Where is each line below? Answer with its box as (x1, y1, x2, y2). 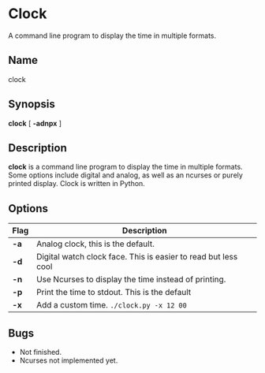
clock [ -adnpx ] (8, 118, 62, 128)
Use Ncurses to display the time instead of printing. (36, 274, 226, 285)
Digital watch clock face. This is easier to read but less (36, 252, 238, 263)
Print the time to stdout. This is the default (36, 287, 192, 298)
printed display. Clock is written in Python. (8, 179, 146, 188)
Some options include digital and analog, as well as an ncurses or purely (8, 170, 243, 180)
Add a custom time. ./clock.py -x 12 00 (36, 300, 187, 311)
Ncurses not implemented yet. (19, 356, 118, 365)
